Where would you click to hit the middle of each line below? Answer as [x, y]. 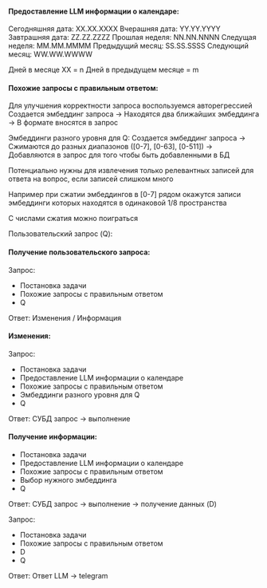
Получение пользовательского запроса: [79, 252]
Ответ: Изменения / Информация [65, 318]
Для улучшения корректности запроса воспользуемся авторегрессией [130, 106]
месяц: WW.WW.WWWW [51, 54]
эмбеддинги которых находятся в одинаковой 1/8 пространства [118, 203]
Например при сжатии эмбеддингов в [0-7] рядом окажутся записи [125, 195]
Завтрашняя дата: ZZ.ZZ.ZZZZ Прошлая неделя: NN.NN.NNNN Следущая [132, 37]
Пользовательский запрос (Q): [61, 234]
